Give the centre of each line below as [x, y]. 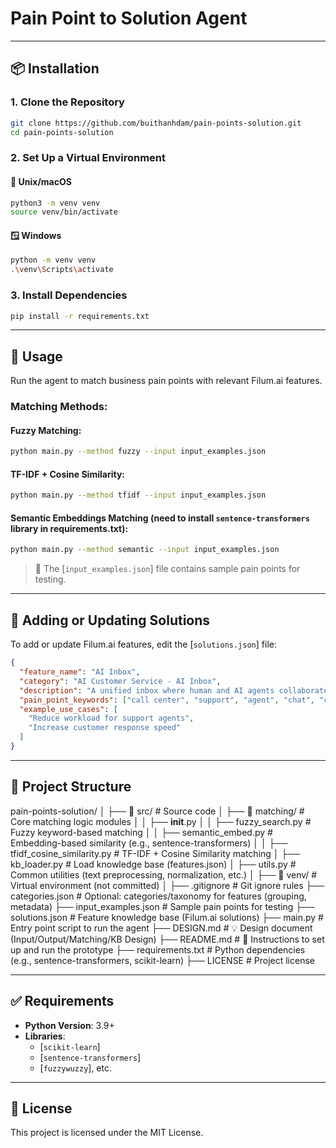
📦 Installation [55, 68]
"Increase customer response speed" [105, 728]
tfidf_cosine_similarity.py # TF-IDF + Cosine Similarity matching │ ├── [155, 853]
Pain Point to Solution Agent [129, 18]
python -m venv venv [53, 260]
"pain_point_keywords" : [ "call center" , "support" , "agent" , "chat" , [167, 700]
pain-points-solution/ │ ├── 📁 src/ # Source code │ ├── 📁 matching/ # [157, 811]
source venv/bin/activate [64, 212]
